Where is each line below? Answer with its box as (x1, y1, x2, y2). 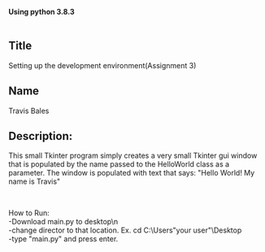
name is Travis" (8, 176, 61, 186)
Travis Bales (8, 106, 50, 115)
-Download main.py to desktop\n (8, 217, 119, 227)
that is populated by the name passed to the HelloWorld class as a (8, 159, 230, 169)
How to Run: (8, 208, 50, 218)
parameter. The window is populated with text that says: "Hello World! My (8, 168, 255, 178)
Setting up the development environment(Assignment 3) (8, 60, 197, 70)
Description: (8, 129, 73, 143)
